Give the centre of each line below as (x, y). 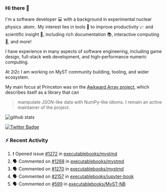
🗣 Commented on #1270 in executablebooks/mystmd (68, 169)
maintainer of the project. (44, 107)
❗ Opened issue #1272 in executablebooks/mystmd (65, 154)
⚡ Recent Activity (27, 141)
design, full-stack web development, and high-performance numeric (76, 57)
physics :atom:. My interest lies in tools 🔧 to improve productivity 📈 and (79, 27)
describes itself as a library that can (42, 92)
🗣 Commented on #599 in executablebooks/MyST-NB (69, 184)
